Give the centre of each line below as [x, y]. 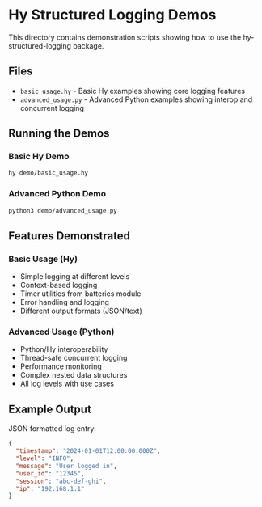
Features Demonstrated [70, 236]
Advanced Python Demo [57, 194]
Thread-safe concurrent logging [74, 358]
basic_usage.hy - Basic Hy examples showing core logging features [132, 91]
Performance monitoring [61, 366]
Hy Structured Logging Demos [112, 15]
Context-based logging [59, 285]
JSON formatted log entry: [53, 429]
